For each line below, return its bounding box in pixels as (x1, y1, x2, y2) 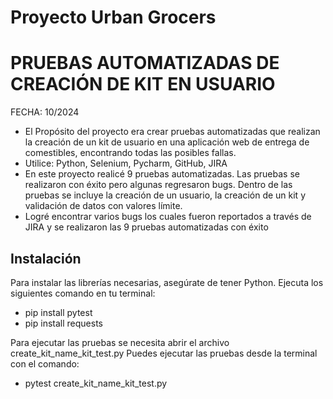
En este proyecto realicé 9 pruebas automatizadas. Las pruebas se (24, 168, 300, 180)
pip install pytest (24, 306, 93, 318)
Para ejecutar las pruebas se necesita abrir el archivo (10, 336, 230, 348)
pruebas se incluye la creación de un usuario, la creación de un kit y (24, 189, 306, 201)
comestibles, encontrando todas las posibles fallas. (24, 147, 237, 159)
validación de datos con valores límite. (24, 200, 183, 212)
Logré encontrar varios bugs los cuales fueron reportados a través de (24, 211, 312, 223)
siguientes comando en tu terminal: (10, 287, 156, 299)
